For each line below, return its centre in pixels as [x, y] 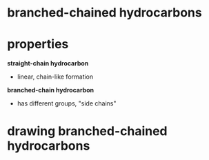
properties [38, 44]
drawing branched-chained [87, 131]
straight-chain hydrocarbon [48, 63]
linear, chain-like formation [55, 77]
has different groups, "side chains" [67, 103]
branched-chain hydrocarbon [51, 90]
